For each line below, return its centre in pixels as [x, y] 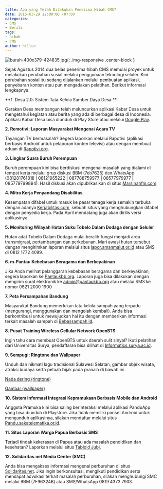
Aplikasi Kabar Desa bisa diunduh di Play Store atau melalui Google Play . [78, 119]
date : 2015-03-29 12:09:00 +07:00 [40, 14]
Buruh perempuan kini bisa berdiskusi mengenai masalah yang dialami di [78, 168]
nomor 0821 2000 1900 [28, 287]
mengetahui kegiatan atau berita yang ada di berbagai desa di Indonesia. [78, 114]
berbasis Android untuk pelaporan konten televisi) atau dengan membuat [78, 143]
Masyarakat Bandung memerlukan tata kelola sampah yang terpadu [73, 305]
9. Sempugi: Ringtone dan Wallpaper [43, 355]
